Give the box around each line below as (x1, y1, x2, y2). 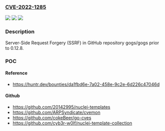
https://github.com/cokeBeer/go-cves (12, 114, 92, 120)
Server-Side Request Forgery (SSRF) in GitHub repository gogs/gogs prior (5, 39, 159, 46)
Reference (5, 70, 28, 76)
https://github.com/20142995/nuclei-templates (12, 104, 111, 110)
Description (5, 28, 35, 35)
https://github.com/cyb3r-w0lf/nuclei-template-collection (12, 120, 132, 126)
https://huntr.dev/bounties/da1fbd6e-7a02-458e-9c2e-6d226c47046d (12, 81, 160, 87)
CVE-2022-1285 (5, 4, 46, 11)
